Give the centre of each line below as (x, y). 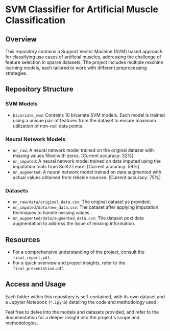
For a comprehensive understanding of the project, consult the (79, 252)
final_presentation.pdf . (39, 268)
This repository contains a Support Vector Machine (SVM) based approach (84, 51)
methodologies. (22, 323)
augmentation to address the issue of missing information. (74, 224)
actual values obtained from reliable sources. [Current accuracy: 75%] (87, 177)
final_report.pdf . (32, 257)
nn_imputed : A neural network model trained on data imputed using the (87, 161)
